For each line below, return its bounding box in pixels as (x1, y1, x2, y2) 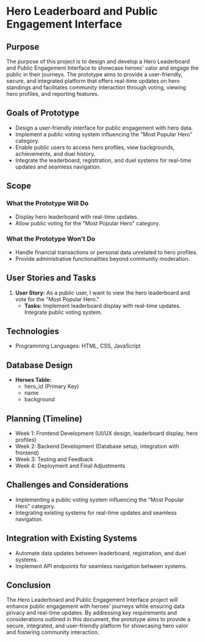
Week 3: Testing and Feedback (15, 456, 93, 463)
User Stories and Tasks (6, 273, 96, 283)
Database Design (6, 360, 73, 370)
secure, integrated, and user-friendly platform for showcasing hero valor (6, 622, 189, 630)
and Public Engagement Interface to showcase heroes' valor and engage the (6, 64, 200, 71)
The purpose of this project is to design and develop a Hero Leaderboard (6, 58, 190, 65)
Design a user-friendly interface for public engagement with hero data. (15, 124, 193, 131)
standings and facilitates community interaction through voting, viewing (6, 84, 186, 91)
